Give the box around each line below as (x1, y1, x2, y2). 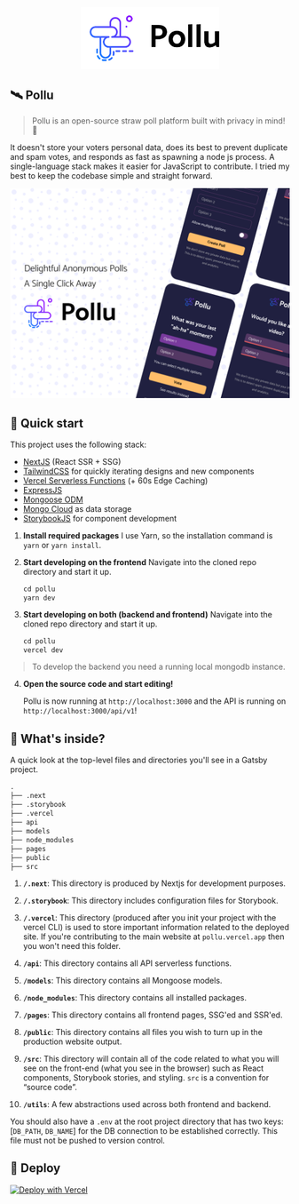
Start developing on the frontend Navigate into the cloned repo (22, 557, 256, 568)
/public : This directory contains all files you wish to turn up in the (22, 1027, 263, 1038)
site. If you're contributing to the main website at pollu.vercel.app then (22, 931, 285, 942)
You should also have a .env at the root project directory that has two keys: (10, 1116, 284, 1127)
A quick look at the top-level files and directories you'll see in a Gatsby (10, 754, 268, 766)
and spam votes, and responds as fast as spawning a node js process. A (10, 152, 275, 163)
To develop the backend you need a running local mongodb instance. (31, 661, 286, 673)
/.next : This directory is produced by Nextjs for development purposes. (22, 878, 287, 889)
